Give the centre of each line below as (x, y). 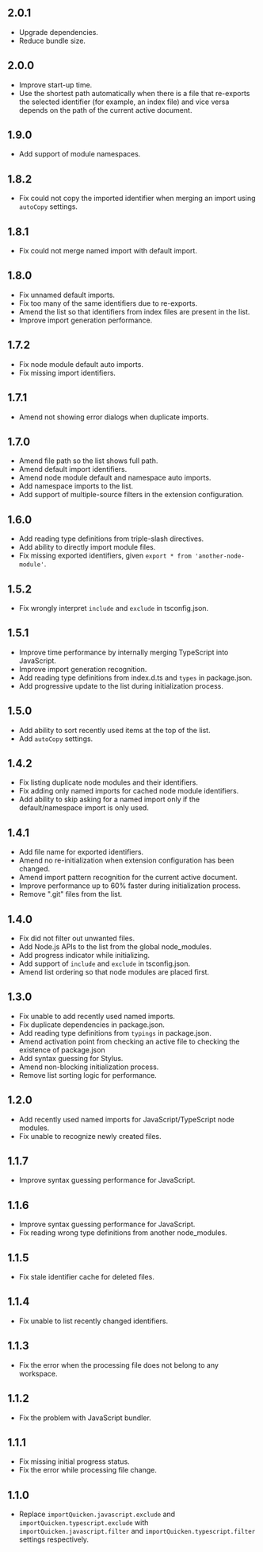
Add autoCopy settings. (56, 739)
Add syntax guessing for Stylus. (71, 1058)
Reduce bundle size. (52, 41)
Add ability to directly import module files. (87, 547)
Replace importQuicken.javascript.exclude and (97, 1514)
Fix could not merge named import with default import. (108, 251)
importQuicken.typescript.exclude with (84, 1523)
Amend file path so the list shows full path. (88, 461)
